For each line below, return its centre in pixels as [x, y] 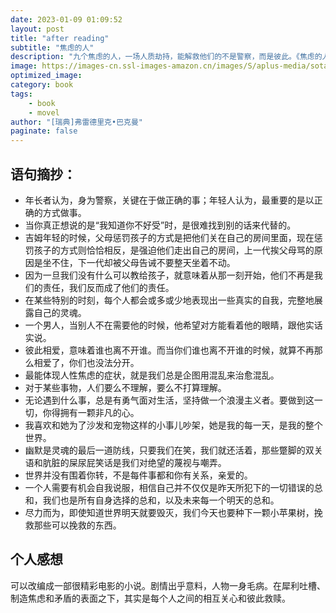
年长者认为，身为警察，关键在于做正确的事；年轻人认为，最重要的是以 [169, 200]
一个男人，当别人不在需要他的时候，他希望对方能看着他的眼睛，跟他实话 [173, 325]
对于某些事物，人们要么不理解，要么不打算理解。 [125, 387]
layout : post [37, 29]
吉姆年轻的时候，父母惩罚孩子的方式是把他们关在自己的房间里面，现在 [169, 237]
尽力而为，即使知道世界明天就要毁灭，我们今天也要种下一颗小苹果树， [169, 512]
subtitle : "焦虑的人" [52, 47]
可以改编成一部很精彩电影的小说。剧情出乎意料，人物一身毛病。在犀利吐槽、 [168, 585]
